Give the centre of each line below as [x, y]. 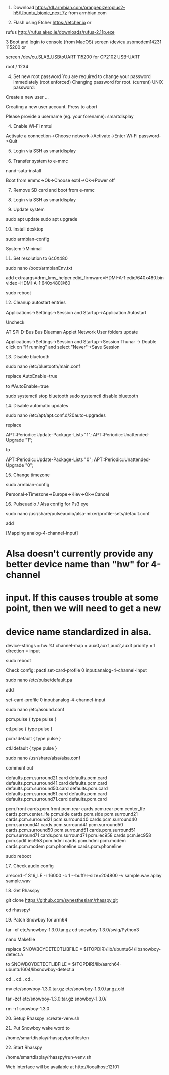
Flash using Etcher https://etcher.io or [52, 22]
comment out [20, 768]
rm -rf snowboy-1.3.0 [28, 1009]
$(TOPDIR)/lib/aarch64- [97, 964]
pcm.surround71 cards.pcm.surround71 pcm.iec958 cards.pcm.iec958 [78, 835]
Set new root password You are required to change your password [82, 76]
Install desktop [28, 229]
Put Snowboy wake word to [41, 1028]
